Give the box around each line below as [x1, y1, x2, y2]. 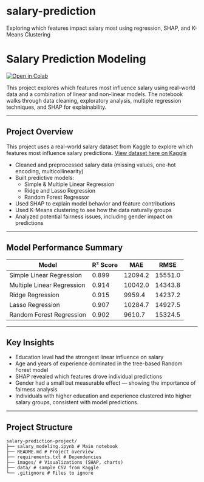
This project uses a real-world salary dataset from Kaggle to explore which [6, 143, 193, 150]
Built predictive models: [15, 174, 75, 181]
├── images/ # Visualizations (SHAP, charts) [6, 460, 123, 466]
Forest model [15, 367, 49, 374]
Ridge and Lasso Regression [24, 187, 96, 194]
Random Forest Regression [9, 310, 86, 318]
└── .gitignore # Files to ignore [6, 470, 94, 477]
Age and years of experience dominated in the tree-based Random [15, 360, 183, 367]
